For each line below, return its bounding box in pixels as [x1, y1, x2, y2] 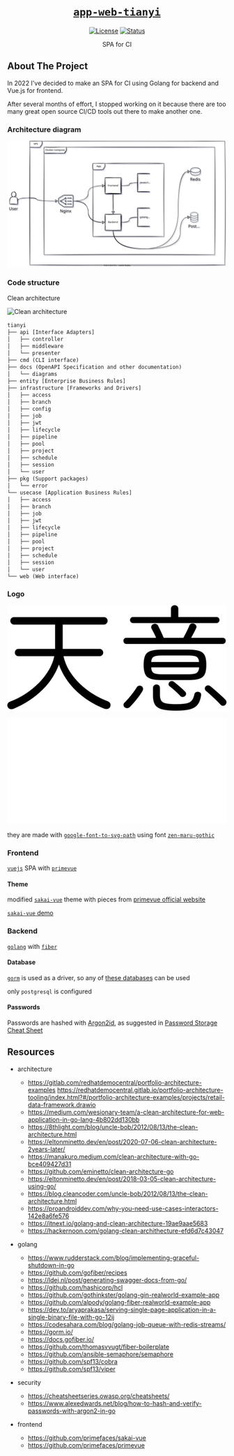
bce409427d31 [27, 1159, 72, 1168]
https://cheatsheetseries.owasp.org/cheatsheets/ [27, 1392, 170, 1400]
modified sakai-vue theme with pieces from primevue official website [7, 895, 205, 903]
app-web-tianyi [72, 6, 162, 19]
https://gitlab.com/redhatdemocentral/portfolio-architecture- [27, 1078, 202, 1086]
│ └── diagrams [7, 370, 58, 377]
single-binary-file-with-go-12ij [27, 1312, 115, 1321]
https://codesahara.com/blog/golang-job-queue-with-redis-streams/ [27, 1320, 226, 1328]
